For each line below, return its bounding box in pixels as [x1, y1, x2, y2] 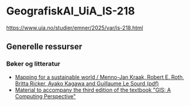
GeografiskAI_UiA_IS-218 [6, 4, 135, 18]
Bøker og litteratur [6, 60, 61, 68]
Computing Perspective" [14, 92, 76, 100]
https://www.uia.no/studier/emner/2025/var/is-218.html [6, 24, 143, 31]
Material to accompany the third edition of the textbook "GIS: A [14, 86, 171, 93]
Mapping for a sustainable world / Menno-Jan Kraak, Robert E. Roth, [14, 73, 185, 81]
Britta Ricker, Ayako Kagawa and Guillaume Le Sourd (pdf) [14, 79, 159, 87]
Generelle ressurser [6, 42, 82, 52]
